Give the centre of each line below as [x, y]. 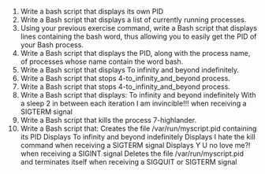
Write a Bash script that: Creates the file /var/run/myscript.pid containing [138, 128]
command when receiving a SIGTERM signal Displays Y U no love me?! [135, 145]
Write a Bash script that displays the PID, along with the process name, [135, 53]
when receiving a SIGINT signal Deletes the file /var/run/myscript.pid [132, 154]
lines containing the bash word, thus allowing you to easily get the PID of [138, 36]
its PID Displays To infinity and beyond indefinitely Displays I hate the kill [138, 137]
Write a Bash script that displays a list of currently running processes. [133, 20]
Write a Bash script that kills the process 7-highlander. [108, 120]
